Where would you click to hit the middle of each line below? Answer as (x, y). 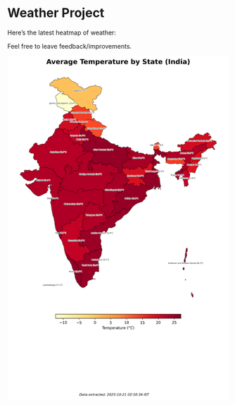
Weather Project (56, 13)
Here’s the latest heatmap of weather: (62, 32)
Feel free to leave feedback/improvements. (70, 46)
